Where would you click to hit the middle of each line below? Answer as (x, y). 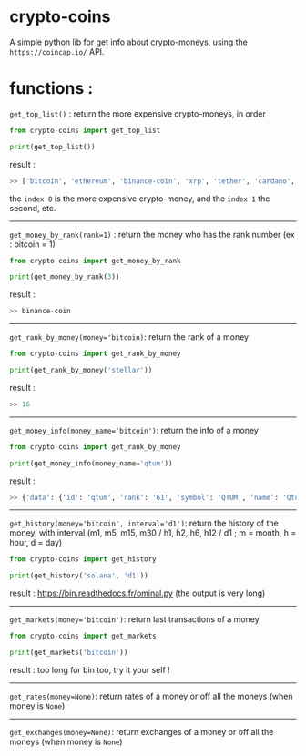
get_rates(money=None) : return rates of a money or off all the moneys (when (151, 696)
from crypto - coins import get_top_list (85, 130)
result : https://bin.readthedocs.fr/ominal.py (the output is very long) (138, 593)
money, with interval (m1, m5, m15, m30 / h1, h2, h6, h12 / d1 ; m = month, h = (153, 533)
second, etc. (33, 208)
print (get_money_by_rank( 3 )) (65, 277)
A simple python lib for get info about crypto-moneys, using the (128, 42)
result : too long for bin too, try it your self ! (90, 669)
